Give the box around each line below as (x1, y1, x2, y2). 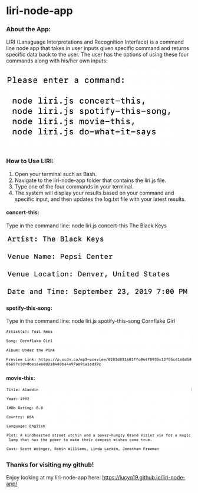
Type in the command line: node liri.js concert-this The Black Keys (6, 222, 167, 229)
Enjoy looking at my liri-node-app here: (6, 474, 101, 481)
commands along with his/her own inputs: (6, 57, 108, 64)
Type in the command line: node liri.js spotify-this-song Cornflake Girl (6, 317, 176, 325)
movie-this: (6, 374, 35, 381)
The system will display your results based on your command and (14, 189, 174, 196)
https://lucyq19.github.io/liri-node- (102, 474, 186, 481)
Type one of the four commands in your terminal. (14, 183, 134, 190)
